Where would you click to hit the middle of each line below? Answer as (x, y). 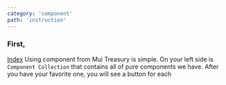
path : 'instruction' (37, 20)
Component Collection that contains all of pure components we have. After (113, 66)
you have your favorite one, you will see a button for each (89, 74)
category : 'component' (40, 13)
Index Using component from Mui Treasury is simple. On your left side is (110, 59)
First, (16, 44)
